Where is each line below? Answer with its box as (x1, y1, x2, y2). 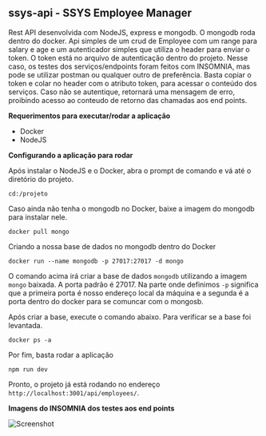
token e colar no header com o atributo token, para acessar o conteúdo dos (8, 78, 257, 88)
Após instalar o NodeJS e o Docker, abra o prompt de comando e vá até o (8, 165, 252, 175)
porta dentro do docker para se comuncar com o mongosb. (8, 296, 204, 306)
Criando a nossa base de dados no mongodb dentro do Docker (8, 241, 216, 251)
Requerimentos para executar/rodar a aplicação (8, 111, 171, 121)
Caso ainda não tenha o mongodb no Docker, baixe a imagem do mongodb (8, 204, 256, 213)
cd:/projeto (8, 189, 48, 198)
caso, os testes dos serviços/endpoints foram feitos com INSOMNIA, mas (8, 61, 250, 71)
